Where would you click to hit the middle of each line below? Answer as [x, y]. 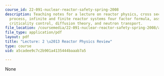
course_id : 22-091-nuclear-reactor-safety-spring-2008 [62, 10]
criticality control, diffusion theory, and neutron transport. [76, 23]
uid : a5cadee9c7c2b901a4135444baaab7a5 [46, 51]
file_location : [20, 28]
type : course [18, 46]
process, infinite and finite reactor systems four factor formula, [81, 19]
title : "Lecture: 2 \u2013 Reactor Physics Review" [59, 42]
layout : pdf [17, 37]
